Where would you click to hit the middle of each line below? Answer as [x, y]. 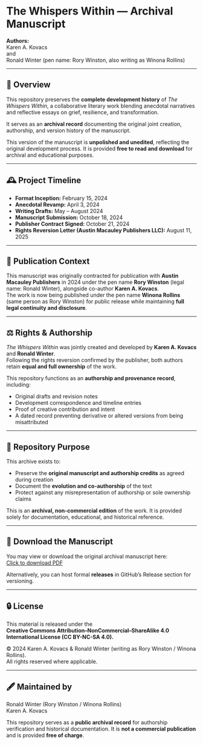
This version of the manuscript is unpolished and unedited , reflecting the [98, 142]
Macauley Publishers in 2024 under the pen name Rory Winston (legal [95, 282]
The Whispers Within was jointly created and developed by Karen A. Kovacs [101, 347]
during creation [34, 480]
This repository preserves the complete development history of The [92, 99]
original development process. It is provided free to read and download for [100, 148]
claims [23, 499]
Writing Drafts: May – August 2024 [59, 211]
